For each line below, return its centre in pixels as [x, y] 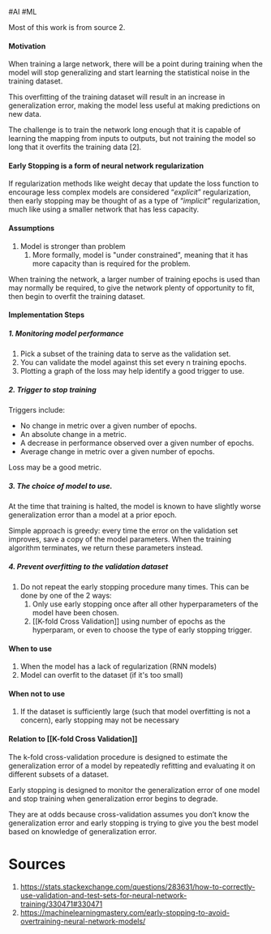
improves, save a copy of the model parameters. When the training [120, 539]
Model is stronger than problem [73, 246]
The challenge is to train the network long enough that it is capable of [125, 130]
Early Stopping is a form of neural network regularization [106, 165]
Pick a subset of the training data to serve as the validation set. [125, 354]
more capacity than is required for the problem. [111, 263]
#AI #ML [23, 12]
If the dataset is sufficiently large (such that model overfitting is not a [135, 712]
